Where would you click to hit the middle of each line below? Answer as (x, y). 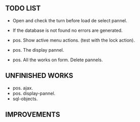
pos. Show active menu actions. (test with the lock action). (74, 40)
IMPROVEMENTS (33, 115)
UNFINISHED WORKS (39, 76)
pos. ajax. (23, 88)
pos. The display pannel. (38, 50)
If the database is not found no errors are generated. (67, 30)
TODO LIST (23, 8)
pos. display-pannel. (34, 93)
